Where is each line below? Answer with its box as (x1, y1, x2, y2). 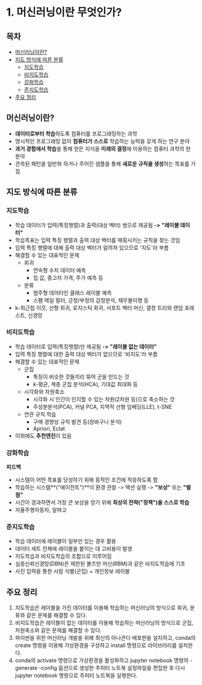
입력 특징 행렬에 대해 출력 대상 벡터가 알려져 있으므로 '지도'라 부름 (14, 244, 170, 251)
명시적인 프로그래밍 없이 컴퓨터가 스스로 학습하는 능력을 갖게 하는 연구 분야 (14, 137, 190, 144)
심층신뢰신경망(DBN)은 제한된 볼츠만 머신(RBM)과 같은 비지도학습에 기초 (14, 560, 186, 568)
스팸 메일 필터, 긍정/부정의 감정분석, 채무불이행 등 (32, 296, 149, 304)
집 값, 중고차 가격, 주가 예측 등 (32, 274, 103, 281)
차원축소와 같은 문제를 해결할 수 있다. (14, 627, 102, 634)
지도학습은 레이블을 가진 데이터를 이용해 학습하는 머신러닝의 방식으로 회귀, (14, 604, 189, 612)
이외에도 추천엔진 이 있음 (14, 432, 72, 439)
